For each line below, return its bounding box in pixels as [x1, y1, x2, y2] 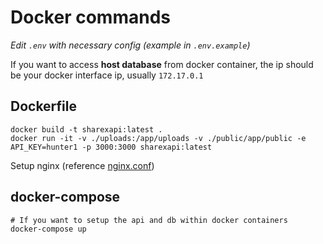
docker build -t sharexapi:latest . [10, 124, 163, 135]
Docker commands [10, 6, 171, 29]
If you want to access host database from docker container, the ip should [10, 58, 314, 70]
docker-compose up [10, 224, 87, 234]
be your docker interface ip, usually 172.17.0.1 [10, 69, 204, 81]
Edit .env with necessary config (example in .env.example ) [10, 39, 251, 51]
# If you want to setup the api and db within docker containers [10, 215, 288, 225]
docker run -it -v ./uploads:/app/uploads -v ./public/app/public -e [10, 133, 307, 143]
